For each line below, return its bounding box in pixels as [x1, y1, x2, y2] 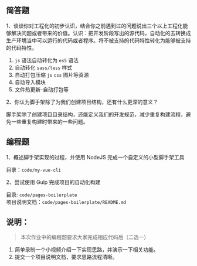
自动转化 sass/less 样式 [14, 64, 73, 71]
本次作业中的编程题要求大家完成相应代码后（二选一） [20, 234, 150, 241]
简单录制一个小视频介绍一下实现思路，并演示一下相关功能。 [14, 246, 159, 253]
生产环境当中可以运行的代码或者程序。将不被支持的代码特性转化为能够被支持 [6, 37, 191, 44]
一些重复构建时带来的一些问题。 [11, 118, 89, 125]
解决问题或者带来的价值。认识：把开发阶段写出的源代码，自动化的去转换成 [11, 29, 191, 36]
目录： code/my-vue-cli [6, 166, 62, 173]
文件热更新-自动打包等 [14, 86, 69, 93]
